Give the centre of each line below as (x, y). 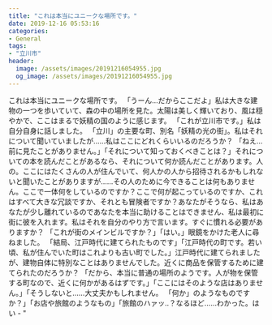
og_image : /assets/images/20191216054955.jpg (94, 76)
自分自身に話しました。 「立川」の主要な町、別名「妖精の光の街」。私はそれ (136, 130)
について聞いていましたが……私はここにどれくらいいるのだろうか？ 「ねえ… (136, 141)
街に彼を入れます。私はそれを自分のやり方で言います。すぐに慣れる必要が (132, 222)
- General (25, 38)
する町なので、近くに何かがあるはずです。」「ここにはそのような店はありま (132, 282)
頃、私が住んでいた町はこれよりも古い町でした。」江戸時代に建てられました (135, 252)
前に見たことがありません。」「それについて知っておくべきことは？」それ (129, 151)
